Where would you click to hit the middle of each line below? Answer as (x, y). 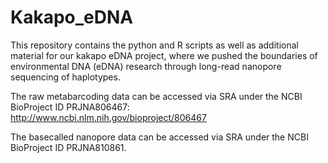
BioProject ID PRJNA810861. (68, 147)
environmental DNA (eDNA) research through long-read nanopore (146, 66)
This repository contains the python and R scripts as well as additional (154, 45)
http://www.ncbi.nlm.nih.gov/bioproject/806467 (108, 117)
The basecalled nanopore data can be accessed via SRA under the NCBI (159, 137)
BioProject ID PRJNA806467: (70, 107)
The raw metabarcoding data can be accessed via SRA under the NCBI (156, 96)
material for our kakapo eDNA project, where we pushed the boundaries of (164, 55)
